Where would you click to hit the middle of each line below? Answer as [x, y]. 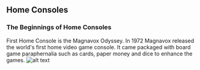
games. [16, 60]
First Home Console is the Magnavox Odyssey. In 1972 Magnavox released [100, 40]
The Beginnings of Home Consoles [59, 27]
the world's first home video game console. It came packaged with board [98, 47]
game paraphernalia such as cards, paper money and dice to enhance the [99, 54]
